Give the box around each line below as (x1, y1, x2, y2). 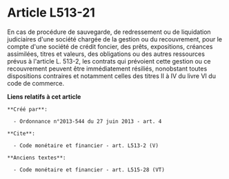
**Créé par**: (7, 106, 48, 113)
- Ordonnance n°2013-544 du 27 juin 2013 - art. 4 (13, 117, 162, 125)
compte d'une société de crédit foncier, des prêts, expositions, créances (7, 42, 213, 50)
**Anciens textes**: (7, 154, 67, 161)
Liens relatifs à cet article (7, 92, 81, 101)
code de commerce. (7, 79, 65, 87)
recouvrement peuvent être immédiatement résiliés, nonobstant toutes (7, 64, 208, 73)
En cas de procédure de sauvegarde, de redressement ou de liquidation (7, 28, 212, 36)
